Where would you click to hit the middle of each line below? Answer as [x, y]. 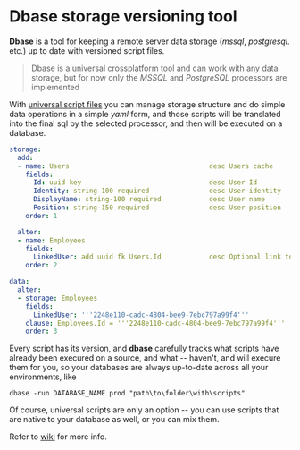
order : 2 [42, 266]
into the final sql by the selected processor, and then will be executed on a [146, 123]
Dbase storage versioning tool [123, 17]
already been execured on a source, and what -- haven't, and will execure [145, 358]
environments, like [43, 377]
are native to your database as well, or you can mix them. [114, 420]
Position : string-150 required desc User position [157, 208]
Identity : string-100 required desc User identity [157, 191]
